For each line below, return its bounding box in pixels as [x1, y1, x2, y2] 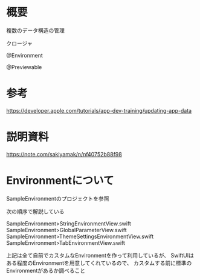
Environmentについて [6, 174, 114, 187]
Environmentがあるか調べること [6, 267, 86, 274]
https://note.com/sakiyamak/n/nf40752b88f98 [6, 150, 122, 158]
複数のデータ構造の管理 [6, 27, 65, 34]
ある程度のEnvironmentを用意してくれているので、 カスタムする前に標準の [6, 259, 192, 267]
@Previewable [6, 63, 42, 70]
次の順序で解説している [6, 207, 65, 215]
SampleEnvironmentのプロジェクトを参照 [6, 195, 109, 202]
